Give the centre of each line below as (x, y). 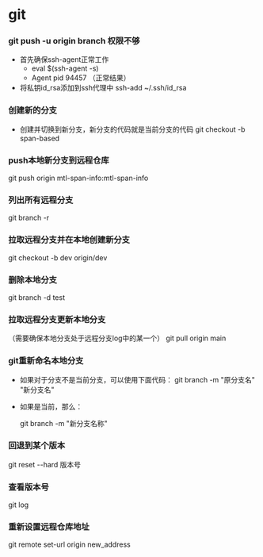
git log (19, 505)
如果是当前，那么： (51, 406)
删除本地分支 (33, 279)
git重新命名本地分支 (46, 361)
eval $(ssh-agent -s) (65, 68)
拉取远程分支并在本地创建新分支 (69, 240)
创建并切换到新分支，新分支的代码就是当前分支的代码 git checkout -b (132, 129)
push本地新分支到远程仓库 (59, 160)
